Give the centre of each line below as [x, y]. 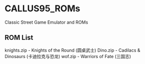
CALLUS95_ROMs [42, 9]
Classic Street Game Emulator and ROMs [46, 22]
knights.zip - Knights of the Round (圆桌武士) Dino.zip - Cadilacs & [72, 50]
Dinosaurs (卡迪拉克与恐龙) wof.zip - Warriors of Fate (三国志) [68, 56]
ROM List [19, 38]
